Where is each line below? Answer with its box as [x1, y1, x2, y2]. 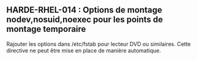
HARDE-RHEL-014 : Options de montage [6, 5, 162, 15]
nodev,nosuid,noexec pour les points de [6, 15, 163, 25]
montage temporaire [6, 24, 86, 34]
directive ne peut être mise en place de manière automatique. [6, 47, 161, 54]
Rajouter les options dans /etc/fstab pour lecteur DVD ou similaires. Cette [6, 40, 191, 48]
